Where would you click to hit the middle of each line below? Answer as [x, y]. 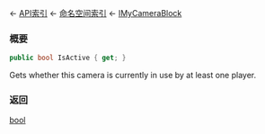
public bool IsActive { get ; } [68, 58]
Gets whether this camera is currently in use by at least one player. [133, 76]
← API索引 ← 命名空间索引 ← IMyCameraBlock [96, 13]
